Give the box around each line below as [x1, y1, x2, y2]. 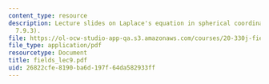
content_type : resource [8, 11, 88, 20]
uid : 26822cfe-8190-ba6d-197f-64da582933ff [8, 64, 156, 72]
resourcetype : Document [8, 49, 88, 57]
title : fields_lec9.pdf [8, 57, 88, 65]
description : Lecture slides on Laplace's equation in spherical [8, 19, 231, 27]
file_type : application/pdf [8, 42, 102, 50]
